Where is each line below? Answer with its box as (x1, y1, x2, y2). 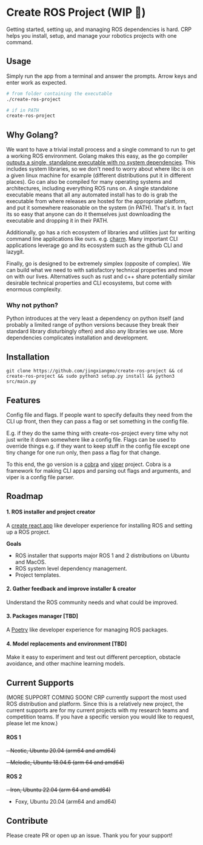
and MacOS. (15, 558, 47, 565)
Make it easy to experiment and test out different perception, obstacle (6, 653, 181, 661)
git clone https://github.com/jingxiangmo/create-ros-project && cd (6, 368, 183, 374)
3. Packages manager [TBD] (6, 613, 79, 620)
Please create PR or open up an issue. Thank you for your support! (6, 832, 173, 839)
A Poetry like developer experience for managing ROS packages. (6, 626, 168, 633)
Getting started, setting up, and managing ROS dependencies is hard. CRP (6, 26, 192, 33)
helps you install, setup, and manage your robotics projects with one (6, 32, 177, 39)
